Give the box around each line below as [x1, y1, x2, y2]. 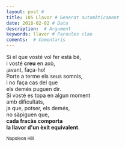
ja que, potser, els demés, [6, 105, 70, 111]
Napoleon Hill [6, 136, 34, 142]
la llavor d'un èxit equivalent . [6, 124, 80, 131]
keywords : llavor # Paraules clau [6, 31, 93, 37]
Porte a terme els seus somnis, [6, 73, 83, 80]
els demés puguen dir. [6, 86, 61, 92]
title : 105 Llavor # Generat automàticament [6, 14, 120, 20]
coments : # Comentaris [6, 37, 66, 43]
